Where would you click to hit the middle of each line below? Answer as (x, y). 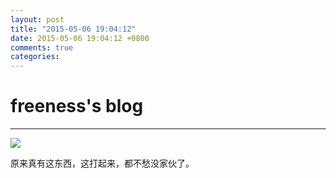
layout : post (37, 19)
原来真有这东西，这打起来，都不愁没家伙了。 (102, 163)
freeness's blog (77, 106)
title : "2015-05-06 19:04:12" (73, 29)
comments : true (42, 47)
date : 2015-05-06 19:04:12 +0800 (80, 38)
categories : (35, 57)
